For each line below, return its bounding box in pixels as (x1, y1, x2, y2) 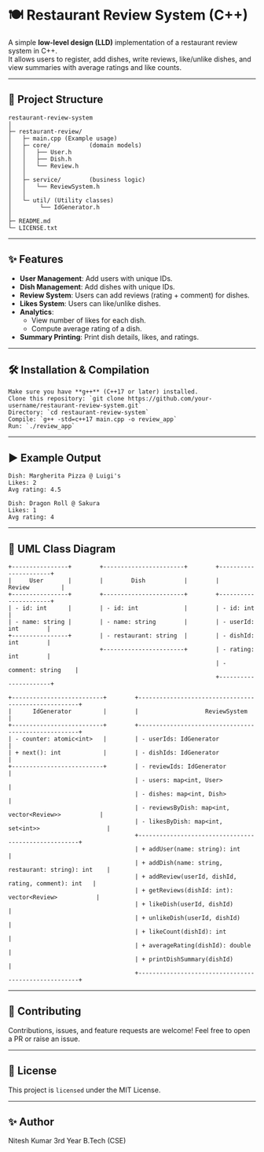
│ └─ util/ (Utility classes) (8, 196, 114, 205)
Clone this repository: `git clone (8, 395, 125, 403)
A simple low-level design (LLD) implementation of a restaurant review (8, 37, 238, 47)
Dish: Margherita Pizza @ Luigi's (8, 472, 122, 480)
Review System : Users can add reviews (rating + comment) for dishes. (19, 290, 250, 300)
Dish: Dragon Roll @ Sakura (8, 500, 101, 508)
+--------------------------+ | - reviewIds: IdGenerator (8, 762, 226, 770)
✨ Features (8, 253, 64, 266)
